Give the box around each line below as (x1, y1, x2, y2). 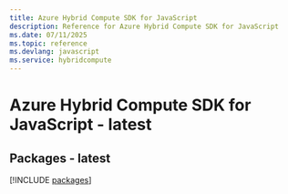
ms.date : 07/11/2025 (9, 30, 88, 39)
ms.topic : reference (9, 38, 88, 48)
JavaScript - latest (9, 115, 152, 135)
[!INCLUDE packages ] (9, 175, 92, 185)
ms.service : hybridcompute (9, 56, 112, 65)
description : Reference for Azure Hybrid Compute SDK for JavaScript (9, 22, 280, 31)
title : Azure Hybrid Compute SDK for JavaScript (9, 13, 198, 23)
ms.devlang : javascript (9, 47, 100, 56)
